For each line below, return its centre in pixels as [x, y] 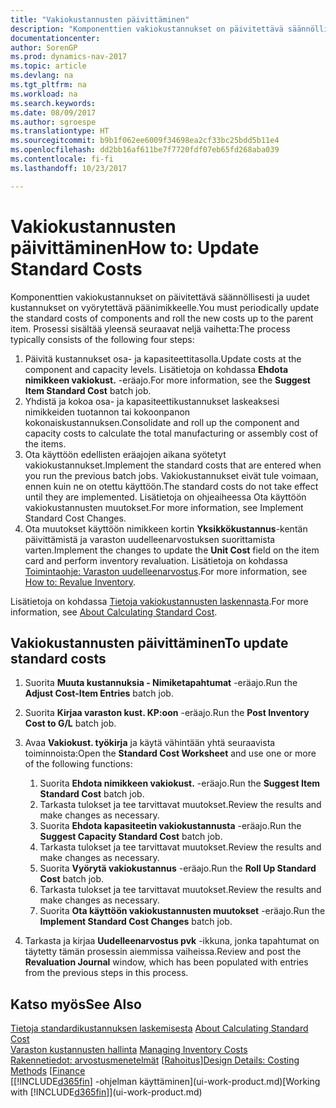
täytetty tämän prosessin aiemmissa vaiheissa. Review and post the [163, 952]
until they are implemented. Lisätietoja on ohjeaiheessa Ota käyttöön [165, 497]
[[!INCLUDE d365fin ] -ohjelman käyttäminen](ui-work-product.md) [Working [165, 1082]
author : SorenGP [44, 47]
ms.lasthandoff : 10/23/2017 [69, 168]
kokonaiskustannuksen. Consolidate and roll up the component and [162, 422]
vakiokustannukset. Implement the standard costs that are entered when [173, 465]
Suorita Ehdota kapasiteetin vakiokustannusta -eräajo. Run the [170, 826]
